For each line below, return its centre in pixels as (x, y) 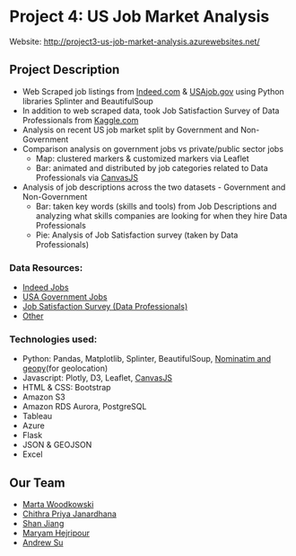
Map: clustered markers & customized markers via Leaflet (142, 158)
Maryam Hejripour (56, 534)
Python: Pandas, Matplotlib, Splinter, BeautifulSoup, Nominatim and (147, 359)
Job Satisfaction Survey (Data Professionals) (105, 307)
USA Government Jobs (65, 297)
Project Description (65, 70)
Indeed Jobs (45, 287)
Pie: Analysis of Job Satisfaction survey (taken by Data (137, 235)
